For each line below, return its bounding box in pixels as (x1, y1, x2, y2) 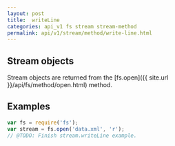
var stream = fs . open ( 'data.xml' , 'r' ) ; (7, 125, 125, 132)
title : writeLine (7, 17, 60, 24)
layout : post (7, 10, 45, 17)
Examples (7, 101, 50, 113)
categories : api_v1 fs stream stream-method (7, 23, 137, 30)
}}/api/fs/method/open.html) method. (7, 81, 112, 89)
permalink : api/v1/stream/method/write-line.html (7, 29, 153, 37)
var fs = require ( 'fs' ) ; (7, 119, 79, 126)
